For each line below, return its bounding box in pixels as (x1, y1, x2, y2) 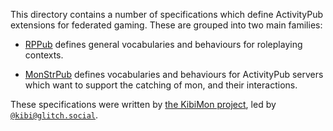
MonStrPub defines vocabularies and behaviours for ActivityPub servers (24, 69, 324, 80)
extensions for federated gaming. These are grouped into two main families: (10, 19, 323, 31)
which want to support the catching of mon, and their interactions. (24, 79, 298, 91)
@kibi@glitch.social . (10, 109, 99, 121)
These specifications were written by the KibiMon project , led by (10, 99, 277, 110)
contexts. (24, 49, 64, 61)
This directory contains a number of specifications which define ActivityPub (10, 9, 324, 20)
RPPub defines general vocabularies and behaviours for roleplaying (24, 39, 303, 50)
